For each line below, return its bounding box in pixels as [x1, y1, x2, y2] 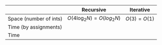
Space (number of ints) [8, 15, 63, 22]
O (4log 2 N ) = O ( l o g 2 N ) [67, 15, 121, 23]
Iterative [129, 6, 150, 13]
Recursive [82, 6, 107, 13]
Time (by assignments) [8, 24, 62, 31]
